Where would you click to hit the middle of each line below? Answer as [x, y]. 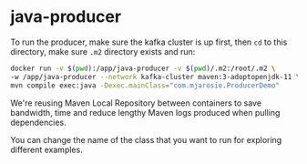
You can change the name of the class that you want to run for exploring [146, 139]
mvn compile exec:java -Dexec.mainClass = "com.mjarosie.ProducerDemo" [145, 85]
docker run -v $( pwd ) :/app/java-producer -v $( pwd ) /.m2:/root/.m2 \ [143, 68]
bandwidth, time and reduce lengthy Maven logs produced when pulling [145, 112]
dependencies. [38, 122]
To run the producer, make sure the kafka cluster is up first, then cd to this [149, 42]
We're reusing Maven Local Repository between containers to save [136, 103]
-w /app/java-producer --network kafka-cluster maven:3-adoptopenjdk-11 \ [155, 77]
